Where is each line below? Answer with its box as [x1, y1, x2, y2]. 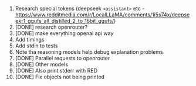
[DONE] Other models [15, 61, 68, 68]
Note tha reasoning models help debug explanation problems [15, 49, 163, 55]
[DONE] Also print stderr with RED [15, 67, 98, 74]
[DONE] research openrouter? [15, 23, 87, 30]
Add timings [15, 36, 45, 43]
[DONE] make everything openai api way [15, 30, 114, 37]
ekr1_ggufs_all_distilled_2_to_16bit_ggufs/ [15, 18, 114, 24]
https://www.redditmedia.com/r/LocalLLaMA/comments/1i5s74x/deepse [15, 11, 190, 18]
